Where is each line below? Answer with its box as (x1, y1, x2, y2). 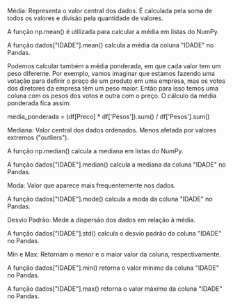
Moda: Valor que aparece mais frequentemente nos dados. (7, 181, 176, 190)
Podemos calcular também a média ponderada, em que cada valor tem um (7, 62, 221, 70)
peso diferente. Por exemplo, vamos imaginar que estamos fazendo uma (7, 70, 216, 77)
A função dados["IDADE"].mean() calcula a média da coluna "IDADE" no (7, 41, 214, 49)
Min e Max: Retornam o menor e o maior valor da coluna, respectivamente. (7, 250, 221, 258)
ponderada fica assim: (7, 99, 72, 107)
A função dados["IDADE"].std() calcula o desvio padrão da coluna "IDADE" (7, 229, 222, 237)
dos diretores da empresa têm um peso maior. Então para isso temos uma (7, 84, 219, 92)
